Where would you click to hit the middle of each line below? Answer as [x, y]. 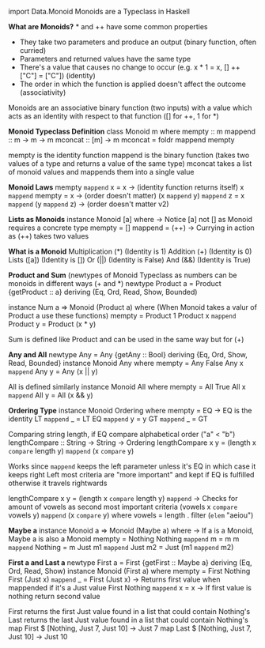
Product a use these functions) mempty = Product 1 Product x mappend [122, 316]
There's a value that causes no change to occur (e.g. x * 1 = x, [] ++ [130, 67]
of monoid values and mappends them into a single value [101, 172]
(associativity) [43, 92]
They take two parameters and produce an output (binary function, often [138, 42]
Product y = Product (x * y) [52, 324]
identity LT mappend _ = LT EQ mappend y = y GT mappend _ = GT [108, 419]
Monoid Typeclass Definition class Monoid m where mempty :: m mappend [132, 131]
